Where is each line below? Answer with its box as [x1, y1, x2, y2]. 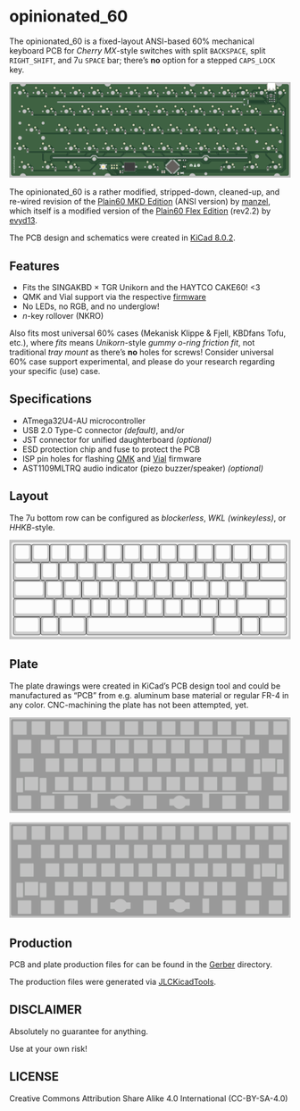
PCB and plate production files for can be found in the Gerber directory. [9, 959, 273, 970]
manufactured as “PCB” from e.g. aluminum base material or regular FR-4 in [9, 689, 289, 700]
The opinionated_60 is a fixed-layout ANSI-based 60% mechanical [9, 36, 254, 46]
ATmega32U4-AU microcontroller [21, 415, 146, 426]
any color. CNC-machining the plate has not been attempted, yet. [9, 699, 249, 710]
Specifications [9, 391, 92, 407]
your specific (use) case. [9, 366, 101, 377]
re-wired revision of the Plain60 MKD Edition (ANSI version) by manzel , [9, 196, 271, 207]
